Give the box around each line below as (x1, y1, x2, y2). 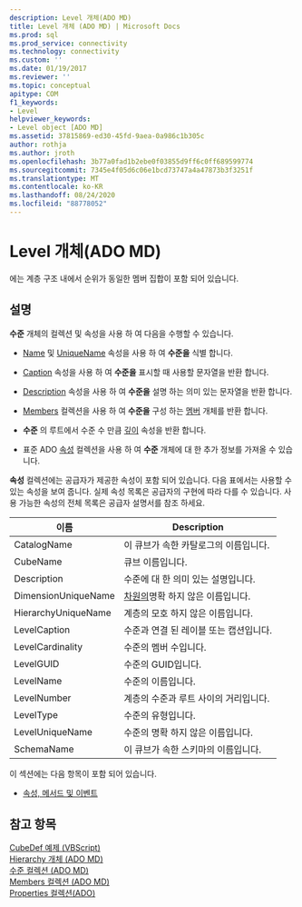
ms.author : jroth (9, 148, 75, 157)
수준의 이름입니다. (123, 674, 197, 687)
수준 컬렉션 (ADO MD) (9, 865, 89, 876)
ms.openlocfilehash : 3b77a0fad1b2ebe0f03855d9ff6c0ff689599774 (9, 156, 254, 166)
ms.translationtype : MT (9, 174, 100, 183)
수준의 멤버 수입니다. (123, 641, 207, 653)
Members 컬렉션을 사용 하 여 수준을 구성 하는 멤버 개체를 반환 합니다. (22, 405, 268, 416)
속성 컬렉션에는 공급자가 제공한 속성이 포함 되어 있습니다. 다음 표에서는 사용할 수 (9, 474, 293, 485)
